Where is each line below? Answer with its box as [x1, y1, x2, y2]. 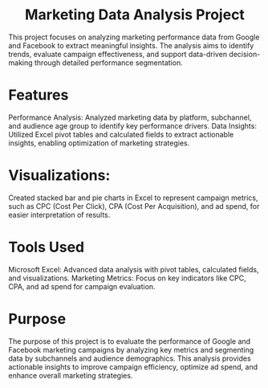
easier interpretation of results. [8, 210, 111, 219]
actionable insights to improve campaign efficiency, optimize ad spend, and [8, 361, 258, 371]
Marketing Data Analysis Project [25, 6, 245, 24]
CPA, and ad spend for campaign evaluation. [8, 281, 156, 291]
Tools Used [8, 239, 85, 256]
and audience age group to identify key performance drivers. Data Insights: [8, 120, 257, 130]
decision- [228, 49, 261, 59]
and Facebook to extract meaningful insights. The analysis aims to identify [8, 40, 254, 50]
